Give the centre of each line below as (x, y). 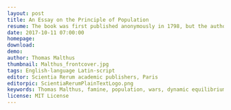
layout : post (26, 13)
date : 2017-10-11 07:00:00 (46, 32)
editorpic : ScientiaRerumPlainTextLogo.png (70, 83)
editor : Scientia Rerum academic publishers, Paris (82, 77)
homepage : (21, 39)
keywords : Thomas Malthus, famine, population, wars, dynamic (98, 90)
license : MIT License (38, 96)
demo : (15, 52)
